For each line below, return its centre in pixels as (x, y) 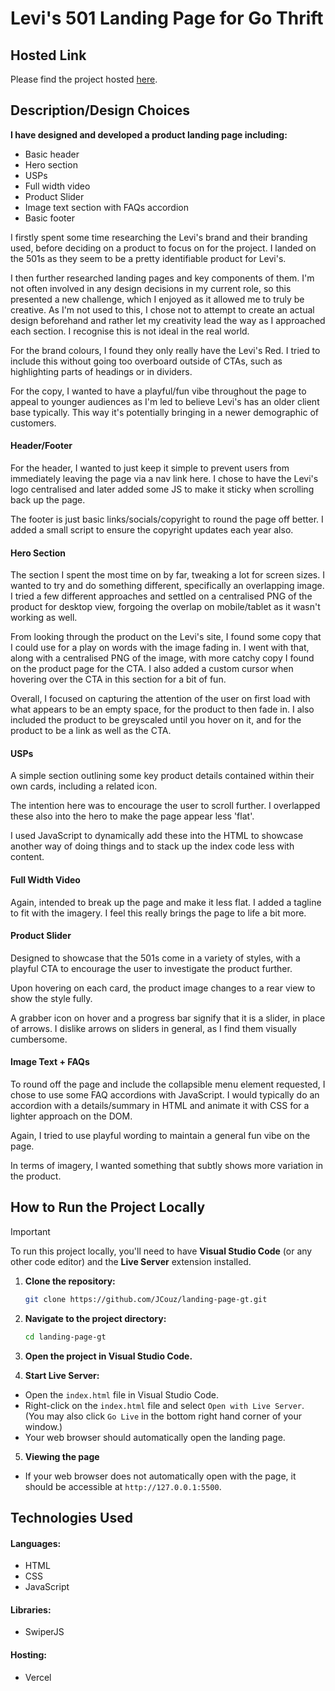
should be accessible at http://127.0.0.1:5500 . (123, 1486)
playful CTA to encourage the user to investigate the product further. (151, 968)
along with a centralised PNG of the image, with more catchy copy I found (162, 658)
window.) (43, 1426)
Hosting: (29, 1654)
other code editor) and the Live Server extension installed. (131, 1261)
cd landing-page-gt (65, 1337)
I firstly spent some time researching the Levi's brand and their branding (159, 237)
